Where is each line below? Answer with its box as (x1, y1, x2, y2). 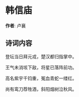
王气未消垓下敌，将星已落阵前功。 (5, 64, 77, 70)
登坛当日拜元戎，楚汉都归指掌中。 (5, 53, 77, 59)
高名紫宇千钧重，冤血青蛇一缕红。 (5, 75, 77, 81)
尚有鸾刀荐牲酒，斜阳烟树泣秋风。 (5, 86, 77, 92)
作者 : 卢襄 (5, 22, 26, 29)
